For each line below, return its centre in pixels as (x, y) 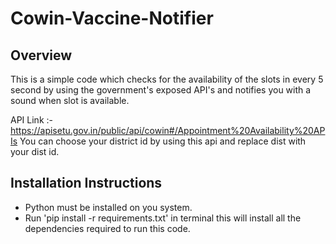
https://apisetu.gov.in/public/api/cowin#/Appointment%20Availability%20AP (168, 130)
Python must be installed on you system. (108, 207)
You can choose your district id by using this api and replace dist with (163, 141)
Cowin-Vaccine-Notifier (112, 18)
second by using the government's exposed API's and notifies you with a (161, 90)
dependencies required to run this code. (107, 228)
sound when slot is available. (70, 100)
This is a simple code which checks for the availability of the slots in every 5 (167, 79)
